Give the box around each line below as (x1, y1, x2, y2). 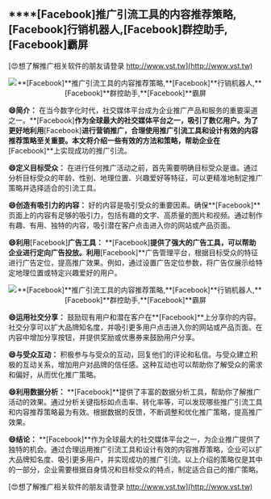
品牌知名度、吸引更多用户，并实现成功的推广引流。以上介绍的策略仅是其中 (15, 455, 263, 464)
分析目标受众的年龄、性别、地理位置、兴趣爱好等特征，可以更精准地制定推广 (8, 173, 263, 182)
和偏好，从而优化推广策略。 (8, 370, 101, 379)
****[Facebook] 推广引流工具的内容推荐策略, (8, 7, 237, 22)
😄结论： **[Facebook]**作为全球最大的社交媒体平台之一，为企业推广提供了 (8, 434, 261, 444)
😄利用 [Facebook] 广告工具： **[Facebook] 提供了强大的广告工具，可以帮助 (8, 237, 256, 247)
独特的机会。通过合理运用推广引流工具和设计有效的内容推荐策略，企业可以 (8, 444, 256, 454)
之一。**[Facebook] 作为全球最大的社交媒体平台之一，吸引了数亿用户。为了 (8, 115, 259, 125)
